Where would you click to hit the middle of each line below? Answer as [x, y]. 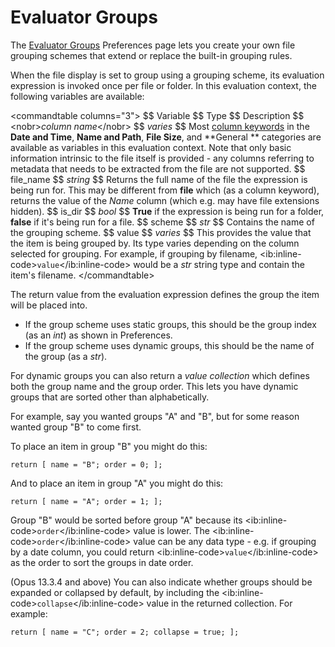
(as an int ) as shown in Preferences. [98, 335]
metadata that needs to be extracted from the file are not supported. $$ [158, 168]
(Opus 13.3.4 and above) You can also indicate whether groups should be [161, 582]
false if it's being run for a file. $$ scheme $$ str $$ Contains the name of [162, 222]
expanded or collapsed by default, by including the [115, 592]
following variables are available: [77, 96]
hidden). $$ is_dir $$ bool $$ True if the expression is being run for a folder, [167, 211]
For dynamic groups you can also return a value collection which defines [160, 375]
